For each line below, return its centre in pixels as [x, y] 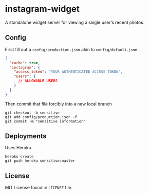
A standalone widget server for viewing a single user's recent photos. [75, 22]
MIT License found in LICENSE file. [39, 188]
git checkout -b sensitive [32, 113]
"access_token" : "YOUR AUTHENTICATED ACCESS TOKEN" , [68, 72]
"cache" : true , [25, 63]
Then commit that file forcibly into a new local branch [58, 104]
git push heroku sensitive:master [40, 161]
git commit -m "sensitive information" [46, 121]
